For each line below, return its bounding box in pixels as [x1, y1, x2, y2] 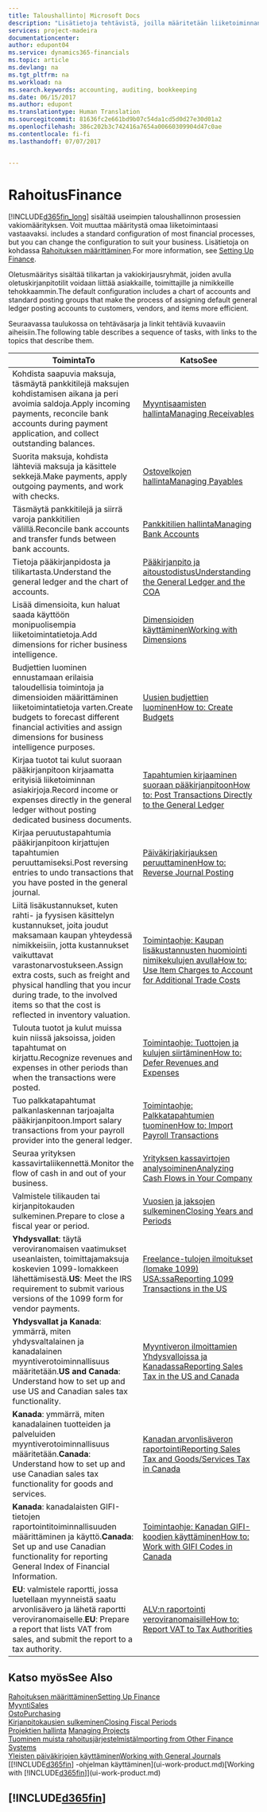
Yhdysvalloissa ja [142, 1351, 208, 1362]
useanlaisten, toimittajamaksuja [12, 1254, 130, 1265]
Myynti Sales [8, 1700, 49, 1710]
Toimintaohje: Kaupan [142, 935, 224, 946]
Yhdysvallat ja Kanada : [12, 1316, 102, 1327]
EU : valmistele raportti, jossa [12, 1584, 118, 1595]
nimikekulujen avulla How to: [142, 955, 247, 966]
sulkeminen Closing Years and [142, 1206, 253, 1217]
